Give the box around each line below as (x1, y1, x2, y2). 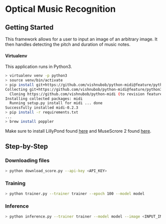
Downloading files (5, 157, 50, 164)
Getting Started (5, 23, 54, 32)
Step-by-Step (5, 142, 48, 151)
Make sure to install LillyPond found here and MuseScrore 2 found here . (5, 128, 152, 134)
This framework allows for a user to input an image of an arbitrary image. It (5, 36, 158, 42)
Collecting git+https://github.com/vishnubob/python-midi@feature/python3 (5, 87, 163, 92)
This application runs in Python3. (5, 64, 73, 70)
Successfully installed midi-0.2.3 (5, 105, 79, 111)
